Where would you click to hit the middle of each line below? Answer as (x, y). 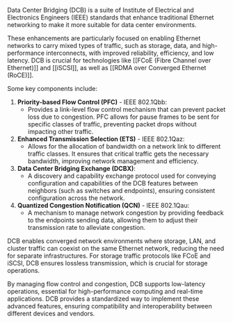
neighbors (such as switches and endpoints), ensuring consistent (121, 191)
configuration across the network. (76, 198)
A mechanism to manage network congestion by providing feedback (126, 213)
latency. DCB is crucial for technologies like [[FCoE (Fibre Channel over (109, 60)
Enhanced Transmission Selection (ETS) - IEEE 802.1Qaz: (101, 139)
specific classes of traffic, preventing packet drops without (112, 124)
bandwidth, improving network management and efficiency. (113, 161)
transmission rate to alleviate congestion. (87, 227)
